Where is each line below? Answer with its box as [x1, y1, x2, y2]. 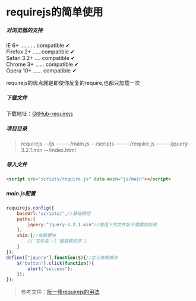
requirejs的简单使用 [6, 5, 103, 19]
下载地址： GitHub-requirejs [6, 110, 73, 118]
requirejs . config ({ [6, 205, 55, 211]
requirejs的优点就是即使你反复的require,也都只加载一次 [6, 80, 141, 87]
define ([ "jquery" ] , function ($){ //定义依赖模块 [6, 255, 118, 261]
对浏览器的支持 [6, 26, 43, 33]
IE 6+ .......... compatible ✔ [6, 42, 70, 49]
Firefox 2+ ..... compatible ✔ [6, 48, 75, 55]
